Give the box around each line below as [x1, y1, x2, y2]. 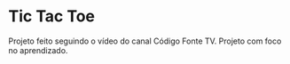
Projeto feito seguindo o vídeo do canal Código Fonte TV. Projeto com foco [8, 36, 282, 46]
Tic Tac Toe [8, 6, 95, 27]
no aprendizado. [8, 44, 68, 55]
